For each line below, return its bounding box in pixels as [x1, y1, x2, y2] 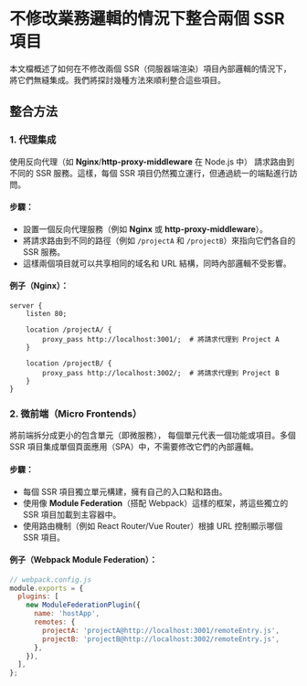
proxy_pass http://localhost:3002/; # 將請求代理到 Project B [42, 369, 281, 378]
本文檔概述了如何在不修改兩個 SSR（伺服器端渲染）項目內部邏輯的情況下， [9, 63, 291, 74]
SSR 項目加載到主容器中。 [22, 509, 122, 520]
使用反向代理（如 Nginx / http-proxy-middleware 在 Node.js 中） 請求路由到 [9, 156, 295, 167]
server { [9, 301, 43, 311]
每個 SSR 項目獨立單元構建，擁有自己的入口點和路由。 [22, 486, 228, 497]
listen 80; [26, 310, 68, 319]
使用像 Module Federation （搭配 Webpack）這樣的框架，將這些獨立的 [22, 497, 289, 508]
